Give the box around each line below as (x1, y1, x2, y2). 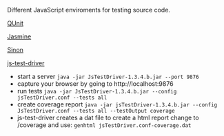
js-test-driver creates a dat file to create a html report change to (17, 113, 199, 122)
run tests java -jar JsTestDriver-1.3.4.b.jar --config (17, 87, 177, 95)
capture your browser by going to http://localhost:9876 (17, 80, 174, 88)
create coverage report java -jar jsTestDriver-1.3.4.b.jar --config (17, 100, 218, 109)
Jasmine (7, 32, 32, 41)
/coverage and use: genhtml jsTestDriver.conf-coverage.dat (17, 121, 192, 129)
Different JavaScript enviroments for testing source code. (7, 6, 171, 14)
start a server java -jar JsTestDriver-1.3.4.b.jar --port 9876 (17, 72, 199, 80)
